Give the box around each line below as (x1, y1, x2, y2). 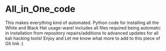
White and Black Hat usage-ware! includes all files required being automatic (5, 25, 161, 30)
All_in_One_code (5, 3, 76, 15)
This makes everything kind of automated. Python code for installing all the (5, 20, 159, 25)
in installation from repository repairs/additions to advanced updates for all (5, 30, 159, 36)
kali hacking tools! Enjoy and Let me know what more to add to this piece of (5, 35, 161, 41)
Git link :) (5, 40, 24, 46)
